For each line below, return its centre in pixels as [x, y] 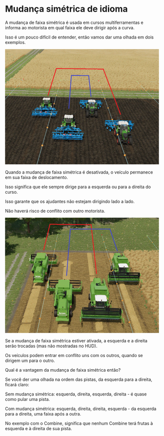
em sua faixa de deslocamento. [37, 177]
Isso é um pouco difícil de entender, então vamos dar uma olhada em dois [79, 37]
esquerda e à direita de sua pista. [39, 428]
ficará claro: [17, 384]
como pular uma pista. [28, 399]
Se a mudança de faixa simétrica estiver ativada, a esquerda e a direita [76, 340]
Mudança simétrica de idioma [66, 9]
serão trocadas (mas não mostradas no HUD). [51, 346]
